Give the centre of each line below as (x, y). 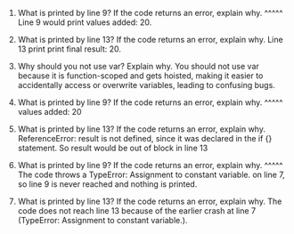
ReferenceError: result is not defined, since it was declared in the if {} (145, 138)
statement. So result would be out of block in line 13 (113, 148)
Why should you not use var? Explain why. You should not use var (139, 66)
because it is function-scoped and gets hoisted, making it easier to (140, 76)
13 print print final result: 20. (69, 49)
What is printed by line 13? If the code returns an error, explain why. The (150, 201)
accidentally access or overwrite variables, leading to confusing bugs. (147, 85)
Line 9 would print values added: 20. (85, 22)
